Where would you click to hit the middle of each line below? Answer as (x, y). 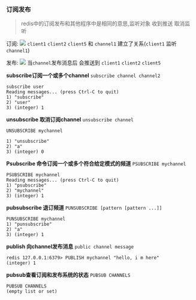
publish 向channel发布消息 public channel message (70, 247)
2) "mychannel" (25, 191)
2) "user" (19, 103)
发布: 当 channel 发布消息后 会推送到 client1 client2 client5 (84, 63)
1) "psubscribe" (26, 186)
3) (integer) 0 (25, 152)
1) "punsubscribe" (29, 224)
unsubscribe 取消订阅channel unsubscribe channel (70, 120)
